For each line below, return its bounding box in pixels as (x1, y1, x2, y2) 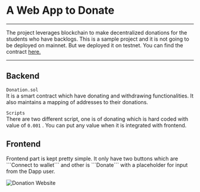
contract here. (6, 48, 41, 55)
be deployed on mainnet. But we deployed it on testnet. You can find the (6, 41, 183, 48)
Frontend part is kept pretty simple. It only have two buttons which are (6, 155, 179, 162)
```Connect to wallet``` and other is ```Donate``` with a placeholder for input (6, 161, 188, 168)
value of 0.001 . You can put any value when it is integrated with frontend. (6, 121, 187, 129)
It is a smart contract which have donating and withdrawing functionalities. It (6, 92, 193, 99)
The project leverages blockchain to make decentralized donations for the (6, 29, 187, 36)
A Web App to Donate (6, 4, 115, 17)
